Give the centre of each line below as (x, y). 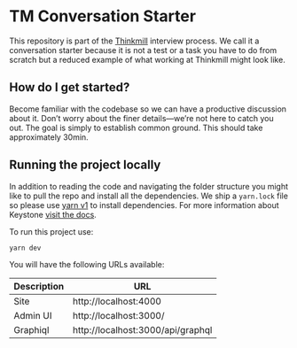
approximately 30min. (49, 137)
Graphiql (31, 330)
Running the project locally (85, 165)
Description (39, 287)
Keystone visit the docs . (53, 214)
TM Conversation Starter (103, 16)
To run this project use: (51, 231)
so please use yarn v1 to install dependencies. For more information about (144, 205)
